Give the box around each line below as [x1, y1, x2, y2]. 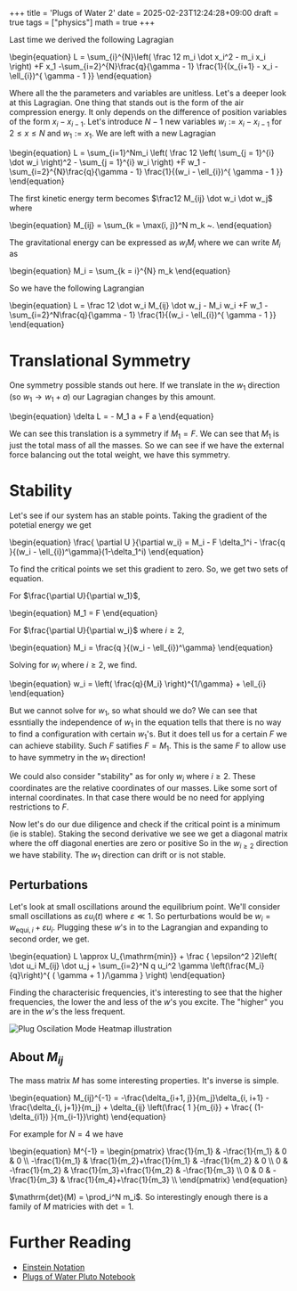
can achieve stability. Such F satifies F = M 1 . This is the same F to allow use [9, 740, 286, 752]
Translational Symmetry [9, 350, 191, 371]
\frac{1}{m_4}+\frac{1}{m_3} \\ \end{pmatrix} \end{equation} [67, 1174, 288, 1185]
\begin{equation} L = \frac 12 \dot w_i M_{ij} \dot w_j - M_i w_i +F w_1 [9, 300, 263, 311]
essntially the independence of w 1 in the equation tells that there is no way [9, 717, 282, 730]
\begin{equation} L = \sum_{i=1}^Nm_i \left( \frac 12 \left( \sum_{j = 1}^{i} [9, 147, 275, 158]
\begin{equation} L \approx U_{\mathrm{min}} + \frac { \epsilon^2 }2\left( [9, 951, 277, 962]
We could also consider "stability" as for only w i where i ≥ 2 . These [9, 771, 256, 784]
